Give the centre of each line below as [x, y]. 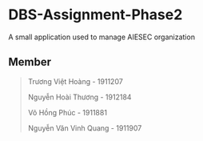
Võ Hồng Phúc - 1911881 [68, 112]
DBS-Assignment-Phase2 [96, 15]
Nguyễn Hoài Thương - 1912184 [80, 97]
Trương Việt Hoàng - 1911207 [76, 81]
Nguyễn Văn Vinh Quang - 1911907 [85, 128]
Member [30, 62]
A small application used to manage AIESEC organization [102, 37]
